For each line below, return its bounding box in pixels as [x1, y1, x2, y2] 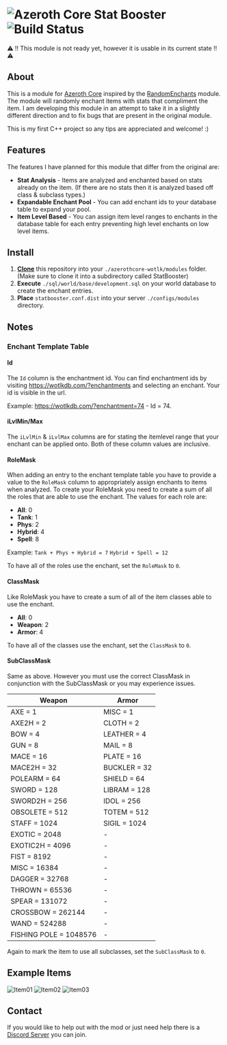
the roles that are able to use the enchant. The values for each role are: [7, 493, 207, 501]
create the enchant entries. [16, 286, 94, 295]
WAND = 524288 [10, 918, 67, 928]
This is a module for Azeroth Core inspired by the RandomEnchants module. [7, 89, 221, 97]
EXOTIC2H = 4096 [10, 840, 71, 850]
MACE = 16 [10, 751, 48, 761]
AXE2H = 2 [10, 718, 46, 728]
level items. [16, 227, 49, 235]
